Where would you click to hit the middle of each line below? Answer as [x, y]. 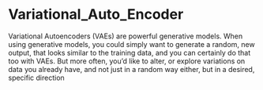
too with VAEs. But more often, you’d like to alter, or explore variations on [127, 61]
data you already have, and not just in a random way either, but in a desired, [131, 69]
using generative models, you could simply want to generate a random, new [131, 44]
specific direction [36, 77]
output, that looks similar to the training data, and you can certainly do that [130, 52]
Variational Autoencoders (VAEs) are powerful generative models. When [126, 36]
